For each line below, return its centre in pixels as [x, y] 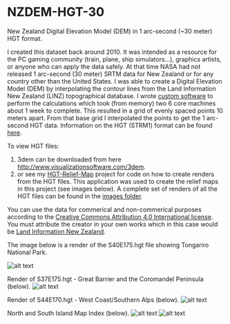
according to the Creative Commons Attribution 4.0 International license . [110, 217]
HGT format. [25, 38]
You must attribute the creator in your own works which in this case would [113, 224]
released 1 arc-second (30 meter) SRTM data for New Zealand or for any [111, 74]
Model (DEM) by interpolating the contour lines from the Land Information [112, 88]
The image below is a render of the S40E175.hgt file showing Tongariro [108, 245]
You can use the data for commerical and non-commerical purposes [104, 209]
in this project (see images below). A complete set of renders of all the [117, 189]
